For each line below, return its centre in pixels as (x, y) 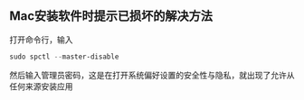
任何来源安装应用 (41, 86)
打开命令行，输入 (41, 40)
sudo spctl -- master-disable (64, 57)
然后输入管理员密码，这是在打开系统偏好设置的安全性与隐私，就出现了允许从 (152, 75)
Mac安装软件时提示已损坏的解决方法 (111, 16)
